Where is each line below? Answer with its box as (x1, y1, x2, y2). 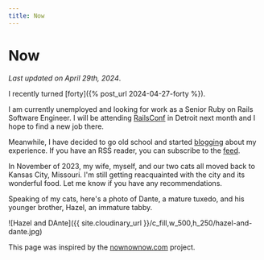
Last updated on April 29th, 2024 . (8, 73, 122, 83)
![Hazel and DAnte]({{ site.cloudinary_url (8, 218, 142, 228)
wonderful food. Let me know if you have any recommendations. (8, 178, 223, 188)
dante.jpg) (8, 226, 43, 236)
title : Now (8, 11, 45, 20)
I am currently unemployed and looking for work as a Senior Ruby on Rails (8, 104, 254, 113)
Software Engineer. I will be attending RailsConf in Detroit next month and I (8, 113, 256, 122)
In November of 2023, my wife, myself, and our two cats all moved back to (8, 161, 256, 171)
